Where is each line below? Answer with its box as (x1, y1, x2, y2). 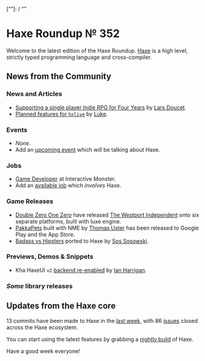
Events (6, 125, 28, 134)
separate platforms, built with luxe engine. (15, 217, 121, 225)
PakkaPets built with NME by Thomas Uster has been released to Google (15, 224, 199, 231)
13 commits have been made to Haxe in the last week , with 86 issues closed (6, 317, 198, 324)
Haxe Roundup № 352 (6, 27, 121, 41)
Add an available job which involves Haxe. (15, 182, 121, 189)
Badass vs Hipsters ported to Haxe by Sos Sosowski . (15, 237, 149, 244)
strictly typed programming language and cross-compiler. (6, 53, 152, 61)
